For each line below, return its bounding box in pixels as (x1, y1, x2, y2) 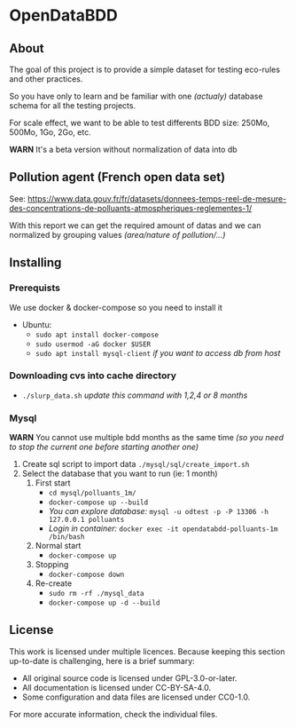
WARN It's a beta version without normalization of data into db (9, 144, 238, 154)
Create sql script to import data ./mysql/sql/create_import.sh (21, 459, 250, 470)
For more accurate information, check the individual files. (9, 708, 218, 719)
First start (35, 478, 71, 488)
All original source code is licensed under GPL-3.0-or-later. (21, 672, 238, 684)
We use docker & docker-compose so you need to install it (9, 302, 223, 313)
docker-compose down (48, 570, 125, 580)
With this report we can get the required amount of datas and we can (9, 219, 261, 231)
